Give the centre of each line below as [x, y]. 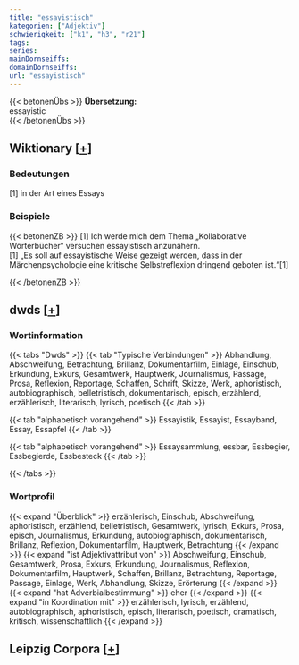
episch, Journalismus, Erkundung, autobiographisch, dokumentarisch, [138, 535]
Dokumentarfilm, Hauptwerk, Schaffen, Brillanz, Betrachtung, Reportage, [143, 573]
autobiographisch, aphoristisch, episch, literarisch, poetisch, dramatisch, [143, 611]
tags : [19, 43]
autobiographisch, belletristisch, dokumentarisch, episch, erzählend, [135, 393]
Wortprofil [32, 497]
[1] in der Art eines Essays [57, 193]
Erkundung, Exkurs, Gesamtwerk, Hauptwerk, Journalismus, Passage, [138, 374]
